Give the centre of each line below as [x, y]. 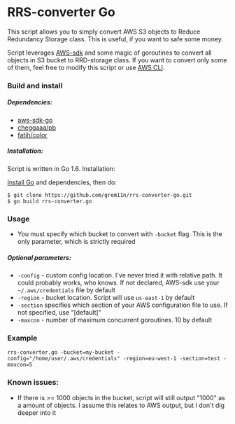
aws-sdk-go [35, 120]
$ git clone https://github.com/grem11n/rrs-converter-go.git [100, 195]
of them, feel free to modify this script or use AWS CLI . [86, 67]
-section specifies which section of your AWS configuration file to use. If [123, 305]
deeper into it [37, 412]
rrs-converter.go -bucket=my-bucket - [64, 353]
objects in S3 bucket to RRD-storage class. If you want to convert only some [117, 60]
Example [22, 338]
